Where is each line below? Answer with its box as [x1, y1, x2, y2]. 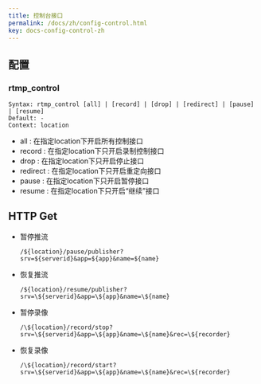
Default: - [8, 115, 45, 123]
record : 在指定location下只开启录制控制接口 [19, 147, 165, 156]
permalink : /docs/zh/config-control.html [8, 19, 148, 27]
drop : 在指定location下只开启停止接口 [19, 156, 145, 166]
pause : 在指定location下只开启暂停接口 [19, 176, 150, 186]
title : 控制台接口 [8, 11, 64, 20]
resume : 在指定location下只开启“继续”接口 [19, 186, 160, 196]
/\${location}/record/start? [19, 361, 117, 369]
